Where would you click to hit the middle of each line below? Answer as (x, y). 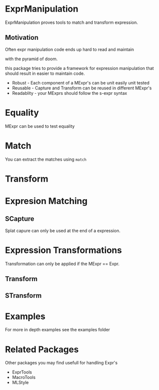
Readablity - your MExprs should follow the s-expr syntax (70, 93)
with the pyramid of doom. (32, 59)
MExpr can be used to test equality (40, 126)
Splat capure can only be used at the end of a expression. (63, 230)
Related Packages (42, 349)
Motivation (22, 38)
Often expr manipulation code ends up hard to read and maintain (70, 49)
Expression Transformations (64, 250)
